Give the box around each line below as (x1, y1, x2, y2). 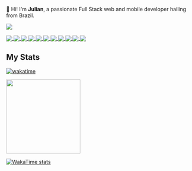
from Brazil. (6, 12, 34, 19)
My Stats (6, 52, 40, 62)
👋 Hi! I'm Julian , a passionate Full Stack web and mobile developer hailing (6, 6, 187, 12)
